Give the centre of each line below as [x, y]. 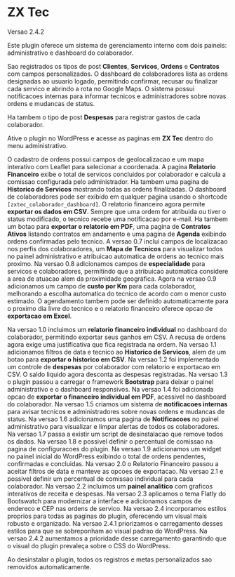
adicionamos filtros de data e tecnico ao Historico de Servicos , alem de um [117, 352]
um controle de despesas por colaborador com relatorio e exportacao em [114, 366]
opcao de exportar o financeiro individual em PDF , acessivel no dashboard [117, 397]
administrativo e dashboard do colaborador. [70, 53]
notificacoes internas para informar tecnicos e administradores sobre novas [117, 96]
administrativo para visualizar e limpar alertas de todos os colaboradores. [113, 426]
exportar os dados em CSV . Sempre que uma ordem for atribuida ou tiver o [117, 211]
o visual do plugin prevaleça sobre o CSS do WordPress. [89, 545]
